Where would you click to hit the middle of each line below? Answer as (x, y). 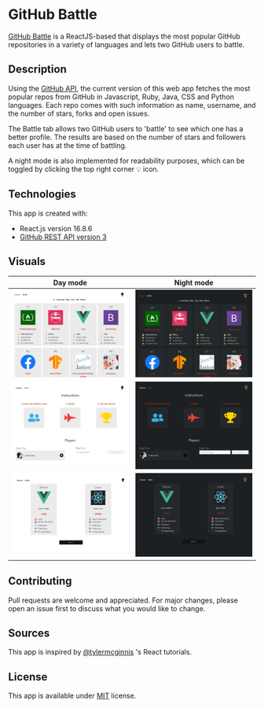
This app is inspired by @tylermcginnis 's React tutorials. (100, 652)
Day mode (70, 282)
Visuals (27, 261)
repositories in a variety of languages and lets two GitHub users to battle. (126, 44)
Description (37, 70)
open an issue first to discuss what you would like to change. (107, 608)
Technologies (42, 194)
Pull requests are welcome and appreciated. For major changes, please (123, 600)
